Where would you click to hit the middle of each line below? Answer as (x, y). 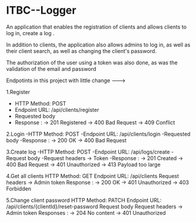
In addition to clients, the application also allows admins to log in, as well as (98, 45)
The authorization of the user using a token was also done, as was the (92, 62)
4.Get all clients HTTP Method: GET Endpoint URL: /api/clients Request (93, 176)
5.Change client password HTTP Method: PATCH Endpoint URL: (84, 200)
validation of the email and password (51, 68)
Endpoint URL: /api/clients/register (57, 110)
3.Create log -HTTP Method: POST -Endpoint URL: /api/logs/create (88, 152)
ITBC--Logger (41, 10)
